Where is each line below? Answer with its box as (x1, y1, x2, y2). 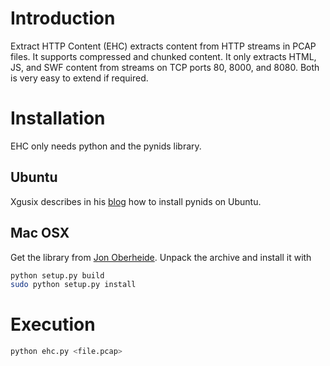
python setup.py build (10, 270, 105, 281)
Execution (10, 313, 96, 336)
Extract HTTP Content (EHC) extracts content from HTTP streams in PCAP (10, 40, 317, 52)
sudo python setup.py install (10, 280, 137, 290)
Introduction (10, 7, 116, 30)
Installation (10, 107, 106, 130)
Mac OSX (10, 225, 70, 242)
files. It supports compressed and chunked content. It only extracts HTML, (10, 50, 317, 62)
